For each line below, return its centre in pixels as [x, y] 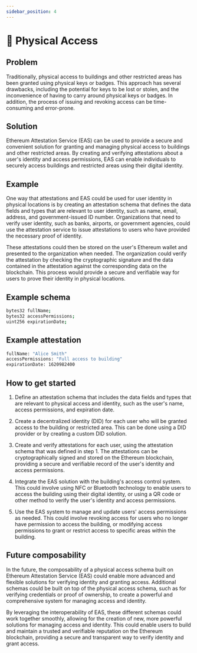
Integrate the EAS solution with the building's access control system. [98, 481]
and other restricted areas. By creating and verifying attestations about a [94, 153]
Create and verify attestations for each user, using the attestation [94, 445]
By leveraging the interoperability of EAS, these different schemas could [94, 612]
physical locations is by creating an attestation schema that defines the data [98, 205]
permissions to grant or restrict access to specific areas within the [95, 530]
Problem [22, 62]
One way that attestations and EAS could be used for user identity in [89, 199]
